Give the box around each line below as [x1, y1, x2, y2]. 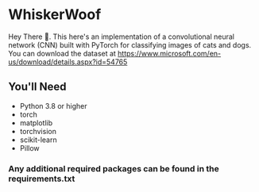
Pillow [19, 143, 40, 152]
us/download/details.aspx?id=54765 [8, 57, 128, 67]
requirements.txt [8, 173, 75, 184]
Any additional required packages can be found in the [8, 163, 220, 174]
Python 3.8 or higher [19, 101, 87, 110]
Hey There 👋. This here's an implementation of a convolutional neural [8, 32, 234, 41]
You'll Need [8, 80, 67, 94]
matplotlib [19, 117, 53, 128]
